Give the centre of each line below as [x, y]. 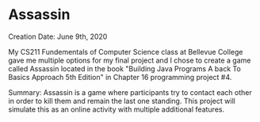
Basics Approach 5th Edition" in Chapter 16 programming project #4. [120, 77]
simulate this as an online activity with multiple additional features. [116, 109]
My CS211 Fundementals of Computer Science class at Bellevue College [126, 51]
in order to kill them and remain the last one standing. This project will [122, 101]
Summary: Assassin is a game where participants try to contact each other [130, 92]
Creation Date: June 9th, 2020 [58, 36]
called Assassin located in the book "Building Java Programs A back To [125, 68]
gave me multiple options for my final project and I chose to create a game [130, 60]
